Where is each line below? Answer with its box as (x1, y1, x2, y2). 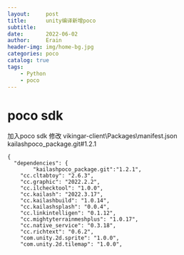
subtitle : (7, 24, 37, 31)
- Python (20, 70, 46, 77)
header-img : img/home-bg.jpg (7, 43, 94, 51)
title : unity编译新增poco (7, 17, 96, 24)
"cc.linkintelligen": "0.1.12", (20, 209, 116, 217)
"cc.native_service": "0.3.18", (20, 222, 116, 229)
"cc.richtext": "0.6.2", (20, 229, 94, 236)
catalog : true (7, 57, 50, 64)
